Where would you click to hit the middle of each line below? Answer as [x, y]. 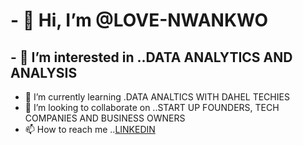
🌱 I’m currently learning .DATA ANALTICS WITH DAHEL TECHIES [157, 97]
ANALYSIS [44, 72]
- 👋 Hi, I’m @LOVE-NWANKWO [139, 20]
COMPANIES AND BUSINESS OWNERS [105, 118]
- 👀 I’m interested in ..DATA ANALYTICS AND [151, 57]
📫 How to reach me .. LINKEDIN [90, 129]
